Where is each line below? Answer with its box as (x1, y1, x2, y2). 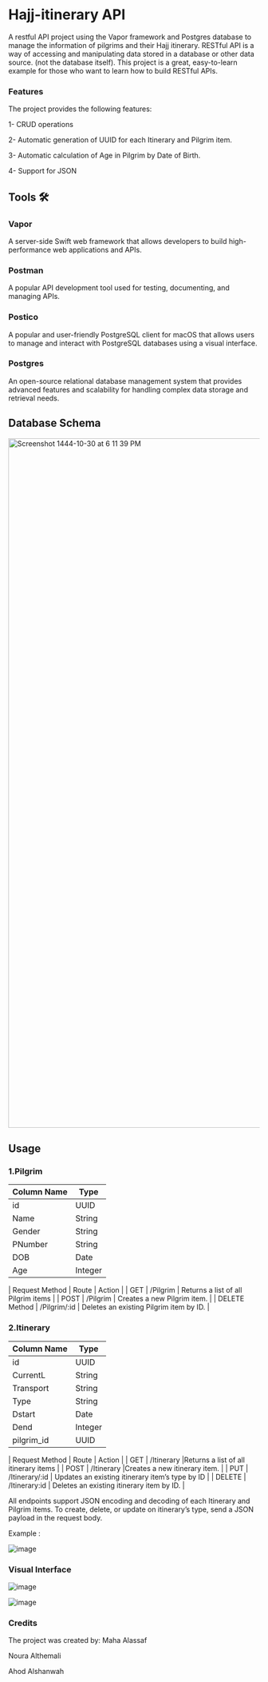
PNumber (12, 1239, 48, 1250)
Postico (8, 312, 38, 323)
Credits (8, 1617, 37, 1628)
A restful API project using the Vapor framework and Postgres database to (8, 32, 252, 42)
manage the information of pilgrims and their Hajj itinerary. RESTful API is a (8, 40, 254, 50)
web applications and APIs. (53, 245, 142, 254)
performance (8, 245, 52, 254)
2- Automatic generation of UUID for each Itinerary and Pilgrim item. (8, 135, 233, 145)
